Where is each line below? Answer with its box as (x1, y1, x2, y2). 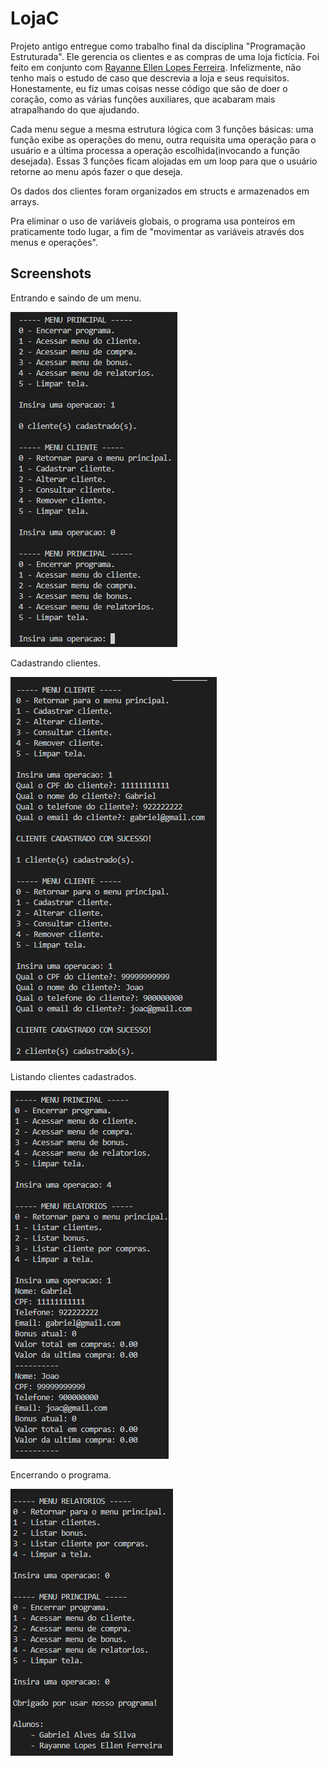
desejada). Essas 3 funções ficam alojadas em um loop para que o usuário (10, 155, 318, 167)
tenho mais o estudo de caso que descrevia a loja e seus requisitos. (10, 72, 290, 84)
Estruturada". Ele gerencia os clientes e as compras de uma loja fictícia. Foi (10, 50, 320, 62)
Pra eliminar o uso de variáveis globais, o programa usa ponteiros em (10, 215, 296, 227)
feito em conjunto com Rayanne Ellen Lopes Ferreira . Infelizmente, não (10, 61, 302, 73)
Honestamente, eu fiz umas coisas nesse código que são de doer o (10, 82, 288, 94)
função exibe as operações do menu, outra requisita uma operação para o (10, 133, 317, 146)
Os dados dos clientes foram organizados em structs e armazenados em (10, 185, 310, 197)
